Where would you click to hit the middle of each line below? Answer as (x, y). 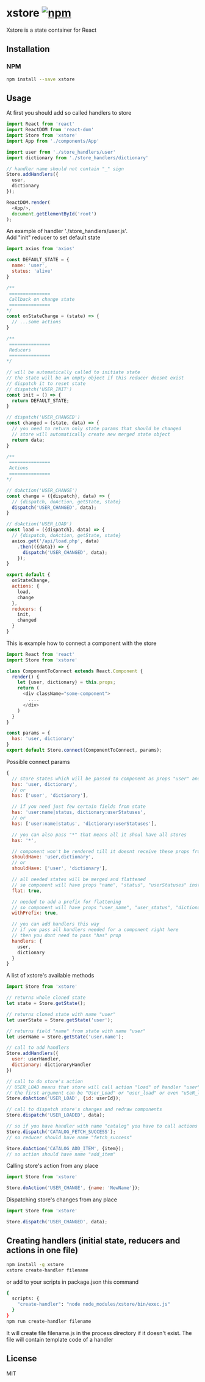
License (22, 1359)
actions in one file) (42, 1251)
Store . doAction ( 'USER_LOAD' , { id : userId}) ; (64, 1098)
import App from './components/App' (53, 141)
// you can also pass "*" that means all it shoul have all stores (99, 835)
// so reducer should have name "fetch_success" (69, 1137)
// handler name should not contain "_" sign (65, 169)
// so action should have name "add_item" (61, 1154)
